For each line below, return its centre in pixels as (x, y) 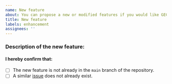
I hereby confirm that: (29, 59)
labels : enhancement (27, 24)
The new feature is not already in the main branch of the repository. (83, 70)
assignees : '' (20, 29)
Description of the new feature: (45, 47)
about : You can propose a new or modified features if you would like (82, 15)
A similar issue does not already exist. (53, 76)
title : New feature (26, 19)
